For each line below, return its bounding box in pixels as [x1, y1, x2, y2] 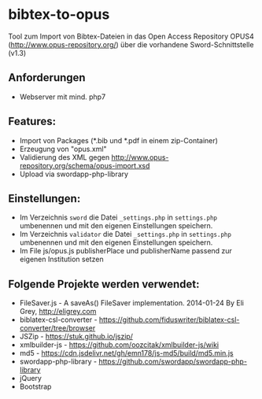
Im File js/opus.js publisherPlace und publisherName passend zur [19, 246, 232, 256]
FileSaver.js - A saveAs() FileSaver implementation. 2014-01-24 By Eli [19, 298, 244, 308]
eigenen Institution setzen [19, 254, 104, 264]
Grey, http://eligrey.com [19, 307, 97, 316]
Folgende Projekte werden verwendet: [8, 277, 200, 290]
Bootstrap [19, 382, 52, 391]
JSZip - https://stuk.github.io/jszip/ [19, 332, 134, 342]
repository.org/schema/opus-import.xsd [19, 161, 150, 170]
